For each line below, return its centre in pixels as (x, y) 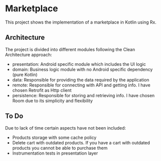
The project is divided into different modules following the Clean (70, 49)
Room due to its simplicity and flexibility (52, 101)
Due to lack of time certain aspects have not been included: (66, 128)
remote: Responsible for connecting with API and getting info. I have (81, 85)
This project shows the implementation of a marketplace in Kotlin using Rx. (81, 22)
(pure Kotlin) (25, 75)
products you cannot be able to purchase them (60, 148)
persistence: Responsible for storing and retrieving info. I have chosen (83, 95)
